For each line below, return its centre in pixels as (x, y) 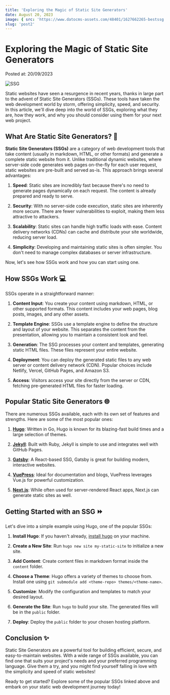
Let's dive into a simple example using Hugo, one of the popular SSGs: (79, 526)
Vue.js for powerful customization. (48, 480)
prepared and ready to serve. (43, 196)
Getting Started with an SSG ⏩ (54, 512)
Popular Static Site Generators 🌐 (57, 401)
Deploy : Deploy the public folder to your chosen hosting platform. (81, 622)
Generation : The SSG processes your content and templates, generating (88, 344)
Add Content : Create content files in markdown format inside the (80, 561)
